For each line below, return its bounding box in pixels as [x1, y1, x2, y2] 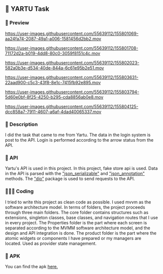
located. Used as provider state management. [5, 240, 97, 246]
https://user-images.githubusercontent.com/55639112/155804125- [5, 103, 139, 110]
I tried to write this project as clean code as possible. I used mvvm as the [5, 199, 151, 205]
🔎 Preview [5, 19, 29, 26]
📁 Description [5, 121, 38, 128]
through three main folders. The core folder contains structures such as [5, 209, 148, 215]
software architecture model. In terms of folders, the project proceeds [5, 204, 145, 210]
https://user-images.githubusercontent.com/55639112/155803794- [5, 89, 140, 95]
